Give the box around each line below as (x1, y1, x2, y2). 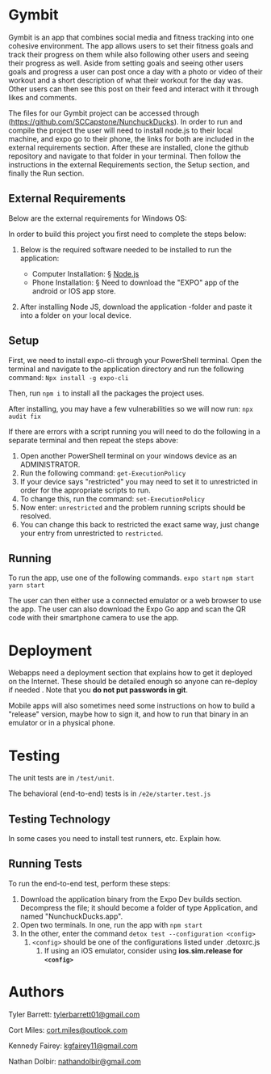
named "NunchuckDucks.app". (19, 911, 123, 921)
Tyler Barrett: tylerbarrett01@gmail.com (8, 1009, 140, 1019)
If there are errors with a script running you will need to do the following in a (8, 426, 261, 436)
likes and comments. (8, 92, 77, 102)
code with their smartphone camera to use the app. (8, 613, 179, 623)
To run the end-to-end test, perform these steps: (8, 878, 171, 888)
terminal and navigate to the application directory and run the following (8, 364, 244, 374)
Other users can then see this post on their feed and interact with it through (8, 83, 260, 94)
